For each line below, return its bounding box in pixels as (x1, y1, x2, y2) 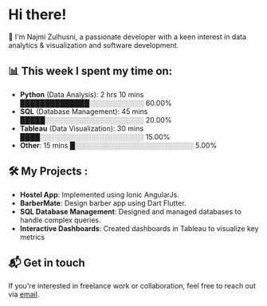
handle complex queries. (19, 215, 101, 225)
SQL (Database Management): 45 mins (19, 106, 148, 116)
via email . (8, 289, 40, 300)
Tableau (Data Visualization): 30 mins (19, 124, 144, 133)
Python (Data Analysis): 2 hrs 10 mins (19, 89, 144, 99)
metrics (19, 232, 45, 241)
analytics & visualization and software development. (8, 40, 179, 49)
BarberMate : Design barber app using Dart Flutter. (19, 198, 187, 208)
